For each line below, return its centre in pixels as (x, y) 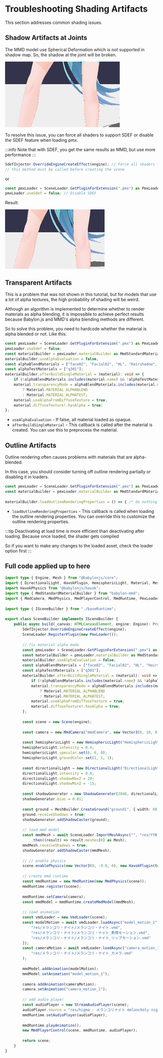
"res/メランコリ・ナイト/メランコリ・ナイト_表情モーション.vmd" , (90, 933)
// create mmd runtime (45, 876)
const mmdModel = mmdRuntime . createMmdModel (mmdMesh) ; (79, 902)
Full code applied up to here (48, 566)
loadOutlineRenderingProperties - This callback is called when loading (83, 511)
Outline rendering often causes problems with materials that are (69, 457)
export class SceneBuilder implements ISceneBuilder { (62, 619)
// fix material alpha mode (51, 645)
